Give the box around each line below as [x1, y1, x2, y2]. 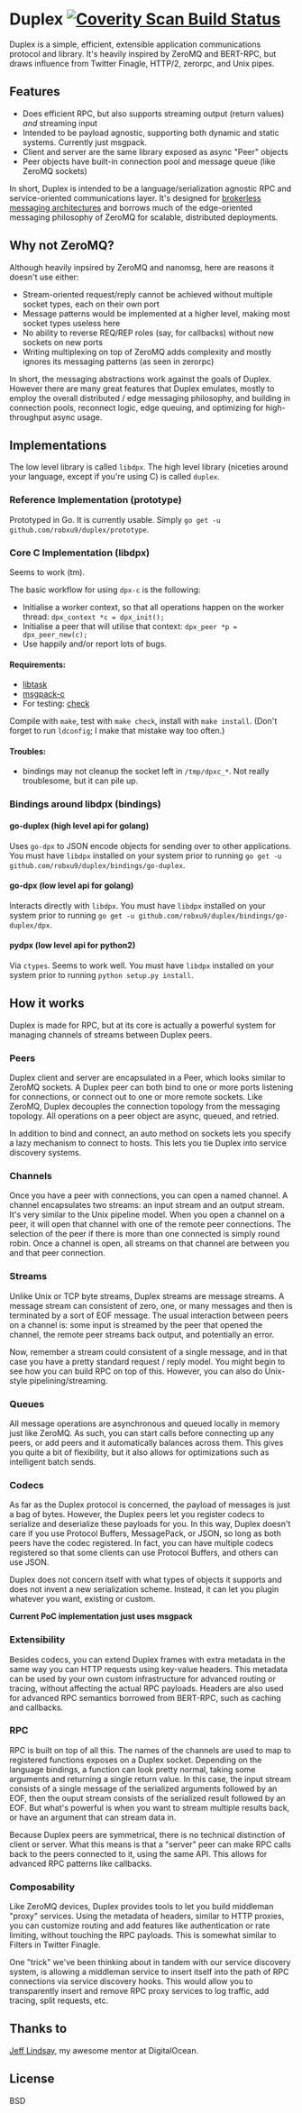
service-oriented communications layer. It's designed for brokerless [9, 192, 261, 203]
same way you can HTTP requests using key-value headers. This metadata [9, 1663, 288, 1674]
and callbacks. [9, 1702, 64, 1713]
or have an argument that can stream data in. [9, 1812, 177, 1823]
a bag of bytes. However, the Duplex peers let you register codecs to [9, 1509, 265, 1520]
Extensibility [9, 1633, 66, 1646]
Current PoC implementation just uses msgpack [9, 1611, 193, 1622]
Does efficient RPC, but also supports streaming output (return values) [22, 108, 285, 119]
